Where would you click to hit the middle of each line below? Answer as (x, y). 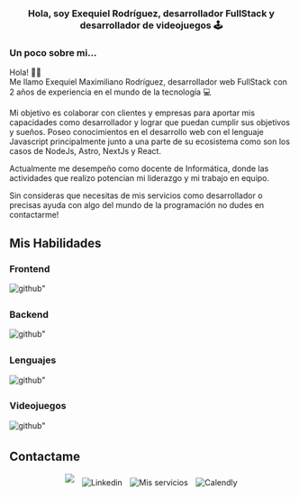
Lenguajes (33, 360)
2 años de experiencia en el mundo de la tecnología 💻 (110, 92)
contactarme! (34, 215)
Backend (29, 314)
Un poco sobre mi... (53, 52)
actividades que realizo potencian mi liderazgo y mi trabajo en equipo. (140, 178)
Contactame (45, 457)
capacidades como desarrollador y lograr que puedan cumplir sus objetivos (150, 122)
